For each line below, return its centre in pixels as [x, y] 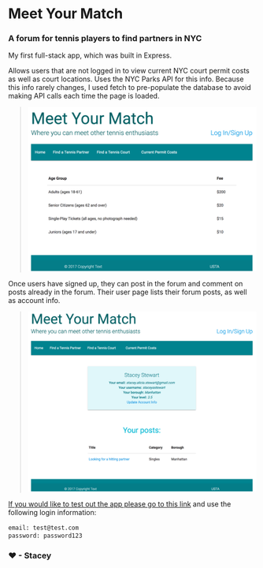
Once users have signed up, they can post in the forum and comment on [126, 284]
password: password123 [45, 536]
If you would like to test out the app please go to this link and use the [120, 504]
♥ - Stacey [30, 555]
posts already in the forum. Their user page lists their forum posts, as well [128, 292]
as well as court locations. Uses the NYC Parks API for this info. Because [126, 79]
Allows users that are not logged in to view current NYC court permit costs [129, 71]
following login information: [52, 513]
